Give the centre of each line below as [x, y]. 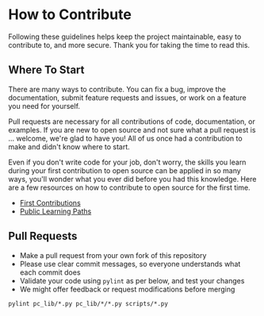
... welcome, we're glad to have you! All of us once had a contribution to [126, 138]
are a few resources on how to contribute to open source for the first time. [130, 187]
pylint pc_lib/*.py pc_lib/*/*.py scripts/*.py [88, 303]
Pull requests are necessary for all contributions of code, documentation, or [132, 121]
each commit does [50, 272]
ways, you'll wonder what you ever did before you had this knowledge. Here [132, 179]
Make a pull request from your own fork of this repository [113, 255]
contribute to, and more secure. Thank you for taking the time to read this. [129, 44]
